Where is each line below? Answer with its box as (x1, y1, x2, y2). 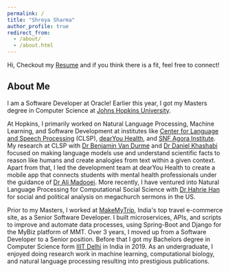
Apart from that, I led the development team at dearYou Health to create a (7, 163, 216, 172)
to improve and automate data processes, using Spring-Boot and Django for (7, 220, 222, 229)
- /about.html (13, 42, 54, 49)
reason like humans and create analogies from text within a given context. (7, 156, 216, 164)
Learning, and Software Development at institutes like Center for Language (7, 126, 219, 135)
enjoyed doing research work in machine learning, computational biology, (7, 249, 215, 258)
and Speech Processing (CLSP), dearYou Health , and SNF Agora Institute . (7, 134, 216, 142)
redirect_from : (7, 29, 51, 36)
